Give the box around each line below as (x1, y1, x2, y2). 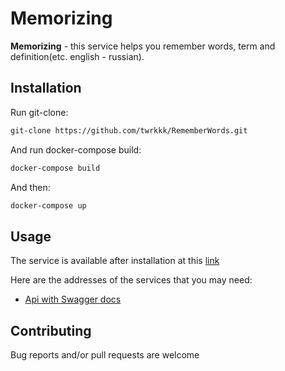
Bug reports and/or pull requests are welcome (10, 349, 200, 361)
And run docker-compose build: (10, 143, 142, 156)
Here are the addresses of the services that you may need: (10, 274, 253, 286)
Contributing (10, 322, 92, 339)
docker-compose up (10, 200, 87, 211)
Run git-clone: (10, 106, 69, 118)
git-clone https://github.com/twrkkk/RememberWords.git (10, 125, 248, 136)
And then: (10, 181, 51, 193)
